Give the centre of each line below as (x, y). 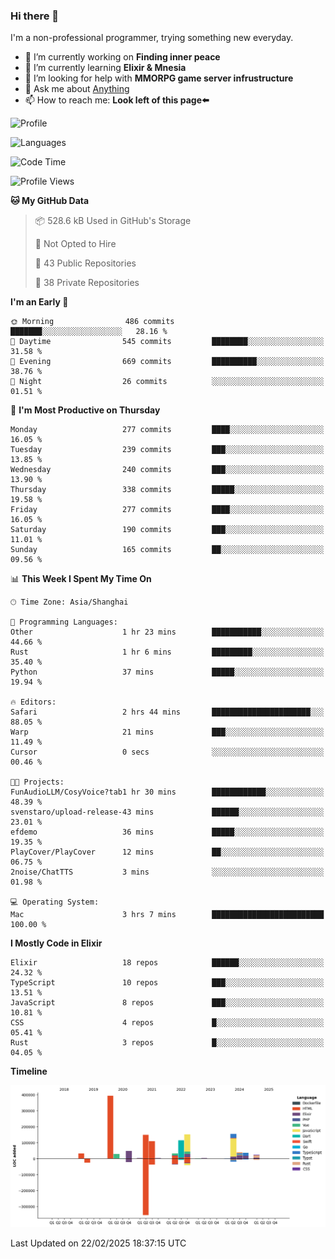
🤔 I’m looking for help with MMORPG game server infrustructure (159, 78)
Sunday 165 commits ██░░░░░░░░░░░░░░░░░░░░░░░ (167, 550)
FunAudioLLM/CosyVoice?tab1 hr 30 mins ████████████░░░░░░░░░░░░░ (167, 792)
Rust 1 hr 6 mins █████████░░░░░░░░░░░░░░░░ (167, 652)
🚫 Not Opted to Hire (75, 244)
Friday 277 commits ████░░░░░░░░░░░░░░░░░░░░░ (167, 510)
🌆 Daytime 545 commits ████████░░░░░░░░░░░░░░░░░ (167, 342)
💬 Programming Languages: (64, 622)
